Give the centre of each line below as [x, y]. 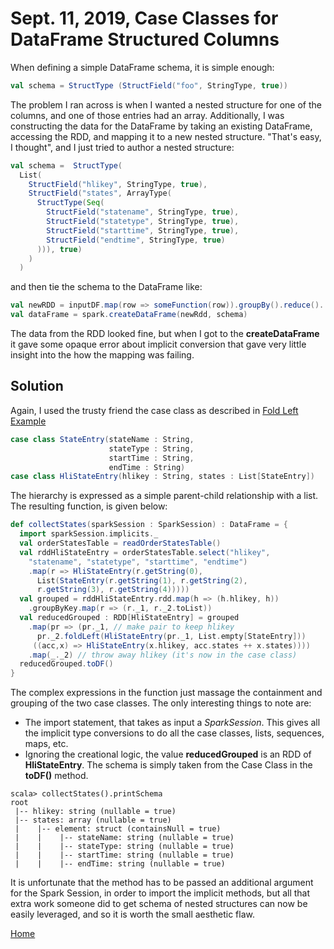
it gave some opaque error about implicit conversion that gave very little [158, 344]
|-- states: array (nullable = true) [93, 820]
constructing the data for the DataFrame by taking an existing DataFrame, [161, 126]
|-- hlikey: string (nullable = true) [95, 812]
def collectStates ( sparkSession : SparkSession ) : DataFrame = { [149, 525]
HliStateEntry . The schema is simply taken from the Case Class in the [168, 765]
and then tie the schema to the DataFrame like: [106, 287]
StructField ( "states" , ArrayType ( [100, 193]
